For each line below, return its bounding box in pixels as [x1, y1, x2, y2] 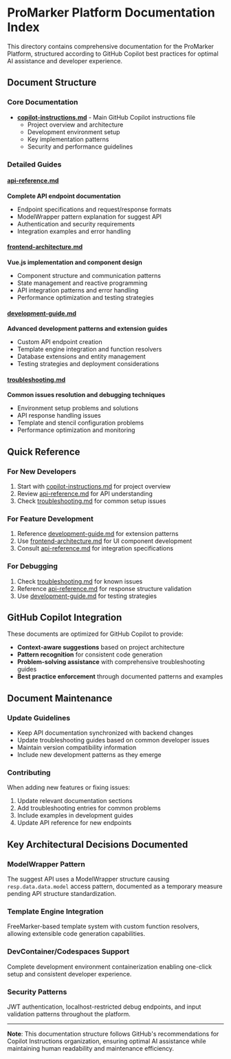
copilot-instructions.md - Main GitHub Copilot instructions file [16, 113, 196, 121]
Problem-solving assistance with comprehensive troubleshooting [16, 658, 205, 666]
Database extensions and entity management [16, 352, 146, 361]
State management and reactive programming [16, 279, 148, 287]
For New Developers [7, 467, 77, 476]
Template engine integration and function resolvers [16, 345, 162, 354]
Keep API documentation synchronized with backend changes [16, 729, 194, 737]
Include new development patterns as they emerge [16, 751, 162, 759]
